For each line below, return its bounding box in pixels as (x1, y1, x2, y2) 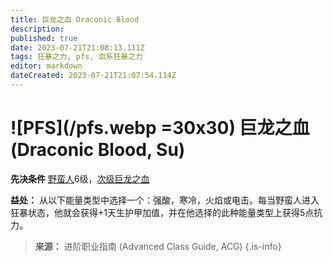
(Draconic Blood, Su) (10, 139, 186, 161)
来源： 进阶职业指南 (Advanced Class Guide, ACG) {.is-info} (34, 240, 282, 252)
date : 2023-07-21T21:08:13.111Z (10, 42, 145, 53)
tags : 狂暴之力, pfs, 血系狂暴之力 (10, 52, 143, 62)
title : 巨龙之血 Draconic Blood (10, 14, 140, 25)
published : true (10, 33, 78, 43)
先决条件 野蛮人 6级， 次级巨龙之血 (10, 172, 150, 185)
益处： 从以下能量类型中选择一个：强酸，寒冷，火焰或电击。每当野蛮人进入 (10, 194, 320, 206)
